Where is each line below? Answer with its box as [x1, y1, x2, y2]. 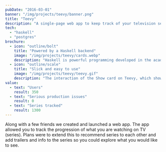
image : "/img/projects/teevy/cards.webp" [14, 53, 100, 58]
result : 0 [14, 99, 35, 104]
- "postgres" [9, 35, 37, 40]
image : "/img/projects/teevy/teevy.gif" [14, 71, 98, 76]
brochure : [5, 39, 26, 44]
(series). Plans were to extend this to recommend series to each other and [5, 131, 157, 138]
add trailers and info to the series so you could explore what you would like [5, 137, 158, 143]
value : [5, 80, 19, 85]
